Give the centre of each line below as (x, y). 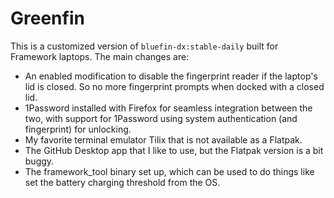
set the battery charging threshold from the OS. (122, 182)
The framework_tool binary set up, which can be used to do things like (169, 171)
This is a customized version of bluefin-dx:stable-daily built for (144, 46)
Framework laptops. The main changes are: (100, 56)
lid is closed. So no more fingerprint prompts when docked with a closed (174, 86)
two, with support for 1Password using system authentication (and (161, 118)
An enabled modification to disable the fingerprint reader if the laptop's (171, 76)
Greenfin (47, 18)
